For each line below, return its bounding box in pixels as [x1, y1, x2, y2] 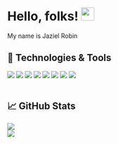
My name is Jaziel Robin [7, 32, 78, 40]
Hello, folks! [7, 8, 79, 25]
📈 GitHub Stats [7, 100, 76, 112]
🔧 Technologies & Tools [7, 52, 112, 64]
